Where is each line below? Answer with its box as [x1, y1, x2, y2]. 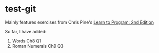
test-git [5, 3, 36, 14]
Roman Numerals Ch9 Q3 [12, 43, 63, 49]
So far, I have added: [5, 28, 47, 34]
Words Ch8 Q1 [12, 38, 41, 44]
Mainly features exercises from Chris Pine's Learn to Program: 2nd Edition [5, 19, 154, 25]
